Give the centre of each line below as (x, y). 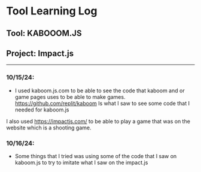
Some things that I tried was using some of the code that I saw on (96, 156)
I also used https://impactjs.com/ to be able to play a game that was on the (98, 121)
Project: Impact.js (40, 53)
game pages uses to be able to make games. (70, 96)
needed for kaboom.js (42, 110)
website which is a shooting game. (49, 128)
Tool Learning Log (52, 11)
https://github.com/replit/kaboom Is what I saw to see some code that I (102, 103)
